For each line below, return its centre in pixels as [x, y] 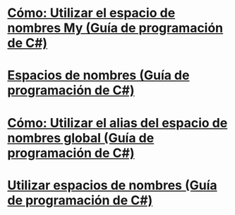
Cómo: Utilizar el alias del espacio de [117, 123]
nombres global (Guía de [81, 138]
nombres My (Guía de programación [115, 28]
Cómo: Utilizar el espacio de [91, 13]
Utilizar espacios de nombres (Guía [112, 185]
